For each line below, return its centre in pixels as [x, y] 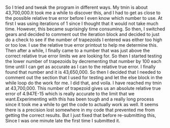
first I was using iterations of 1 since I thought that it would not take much [82, 23]
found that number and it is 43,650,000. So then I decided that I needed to [83, 72]
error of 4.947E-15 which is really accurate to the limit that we [70, 94]
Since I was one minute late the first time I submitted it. [63, 121]
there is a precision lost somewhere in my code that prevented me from [80, 110]
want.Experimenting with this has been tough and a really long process [80, 99]
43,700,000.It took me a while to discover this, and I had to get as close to [83, 13]
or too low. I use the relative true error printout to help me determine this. [82, 45]
